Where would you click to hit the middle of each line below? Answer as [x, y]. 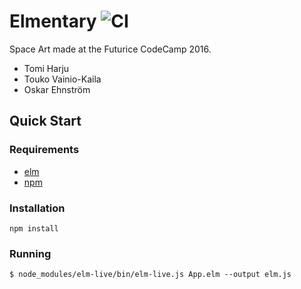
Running [30, 253]
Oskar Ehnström [57, 89]
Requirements [44, 150]
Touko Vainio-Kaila [62, 79]
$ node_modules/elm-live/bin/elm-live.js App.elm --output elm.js [150, 275]
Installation [37, 208]
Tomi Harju [46, 68]
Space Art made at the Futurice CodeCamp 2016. [110, 49]
